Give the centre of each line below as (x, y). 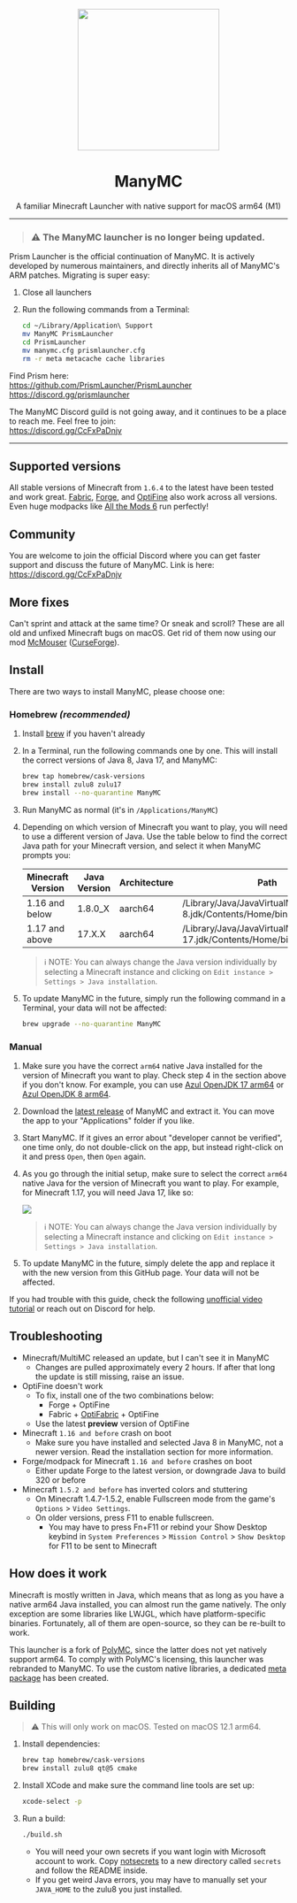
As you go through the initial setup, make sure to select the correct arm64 (154, 1173)
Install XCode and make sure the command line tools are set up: (138, 1785)
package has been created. (59, 1677)
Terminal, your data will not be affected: (94, 1008)
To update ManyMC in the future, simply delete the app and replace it (148, 1263)
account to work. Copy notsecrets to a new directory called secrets (158, 1861)
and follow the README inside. (91, 1870)
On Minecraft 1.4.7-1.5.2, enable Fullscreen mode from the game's (155, 1499)
